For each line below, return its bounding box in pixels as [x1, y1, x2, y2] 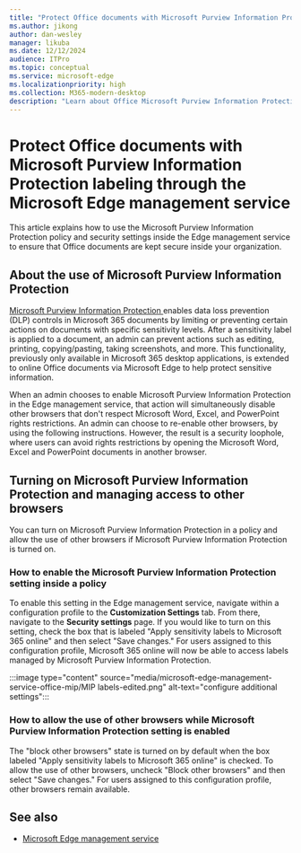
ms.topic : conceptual [9, 64, 90, 73]
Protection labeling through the [9, 173, 246, 194]
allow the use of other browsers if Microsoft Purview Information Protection [9, 533, 288, 544]
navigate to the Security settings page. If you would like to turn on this [9, 617, 271, 628]
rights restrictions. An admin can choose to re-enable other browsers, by [9, 418, 279, 429]
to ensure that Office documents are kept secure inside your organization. [9, 242, 282, 252]
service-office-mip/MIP [9, 682, 96, 692]
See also [9, 809, 58, 824]
